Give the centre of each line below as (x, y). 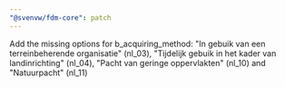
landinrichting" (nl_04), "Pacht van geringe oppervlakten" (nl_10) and (138, 63)
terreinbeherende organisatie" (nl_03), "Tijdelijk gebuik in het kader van (143, 53)
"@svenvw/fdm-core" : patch (60, 18)
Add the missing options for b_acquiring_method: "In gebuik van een (138, 43)
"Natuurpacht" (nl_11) (49, 72)
